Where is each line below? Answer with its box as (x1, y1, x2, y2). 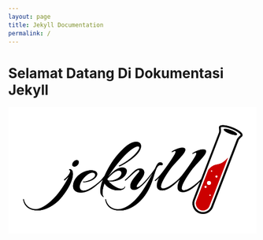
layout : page (8, 13, 51, 20)
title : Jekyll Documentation (8, 20, 104, 29)
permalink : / (8, 29, 51, 37)
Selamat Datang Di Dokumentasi (8, 64, 224, 82)
